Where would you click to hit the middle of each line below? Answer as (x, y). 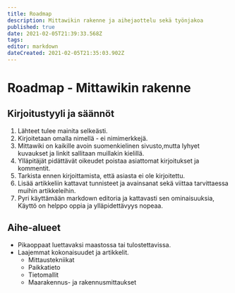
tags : (15, 40)
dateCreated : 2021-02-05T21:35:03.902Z (66, 54)
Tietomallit (43, 275)
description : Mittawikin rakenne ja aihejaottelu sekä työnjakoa (105, 20)
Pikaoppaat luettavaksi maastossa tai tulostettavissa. (94, 244)
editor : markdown (33, 46)
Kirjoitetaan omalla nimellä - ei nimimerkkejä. (83, 138)
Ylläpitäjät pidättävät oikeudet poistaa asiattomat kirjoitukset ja (108, 161)
